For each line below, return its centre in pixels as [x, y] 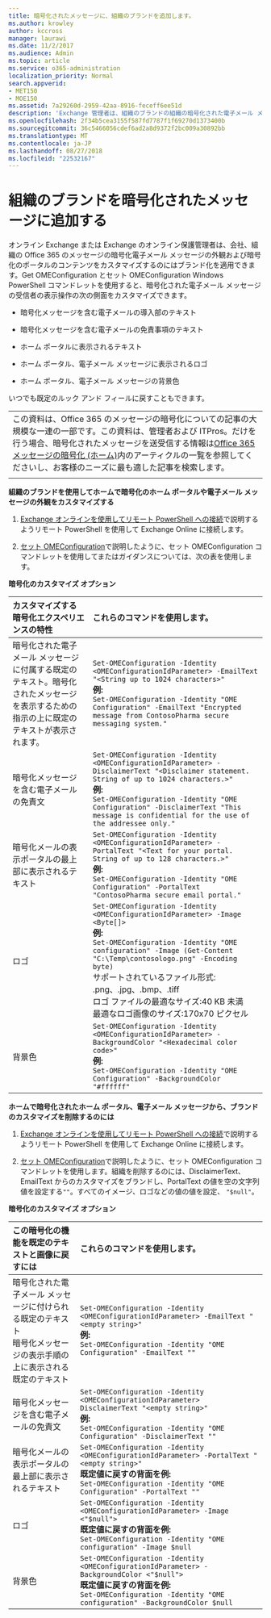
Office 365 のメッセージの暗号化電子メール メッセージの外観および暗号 [142, 255]
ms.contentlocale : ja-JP [50, 143]
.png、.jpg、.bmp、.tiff [136, 989]
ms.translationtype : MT [48, 136]
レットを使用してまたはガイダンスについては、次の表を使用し [144, 557]
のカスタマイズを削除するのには [61, 1117]
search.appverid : [38, 83]
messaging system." [130, 724]
